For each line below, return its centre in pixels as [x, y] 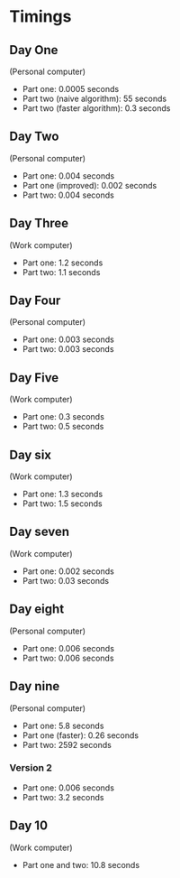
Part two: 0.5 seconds [63, 427]
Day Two [34, 137]
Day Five [34, 378]
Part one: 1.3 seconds [63, 494]
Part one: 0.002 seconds [68, 571]
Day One [34, 50]
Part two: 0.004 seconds [68, 195]
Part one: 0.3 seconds [63, 417]
